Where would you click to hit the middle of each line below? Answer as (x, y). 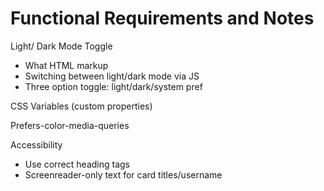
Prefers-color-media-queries (70, 125)
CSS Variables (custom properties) (81, 106)
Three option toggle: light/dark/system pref (113, 86)
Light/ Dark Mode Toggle (61, 46)
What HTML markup (66, 65)
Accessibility (36, 144)
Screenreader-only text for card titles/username (123, 174)
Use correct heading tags (77, 164)
